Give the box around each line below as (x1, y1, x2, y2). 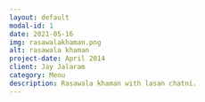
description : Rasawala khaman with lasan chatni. (9, 79, 198, 88)
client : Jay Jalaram (9, 63, 86, 72)
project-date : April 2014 (9, 54, 105, 63)
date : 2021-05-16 (9, 29, 74, 38)
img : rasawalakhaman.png (9, 37, 102, 47)
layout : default (9, 12, 70, 22)
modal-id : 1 (9, 21, 53, 30)
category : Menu (9, 71, 66, 80)
